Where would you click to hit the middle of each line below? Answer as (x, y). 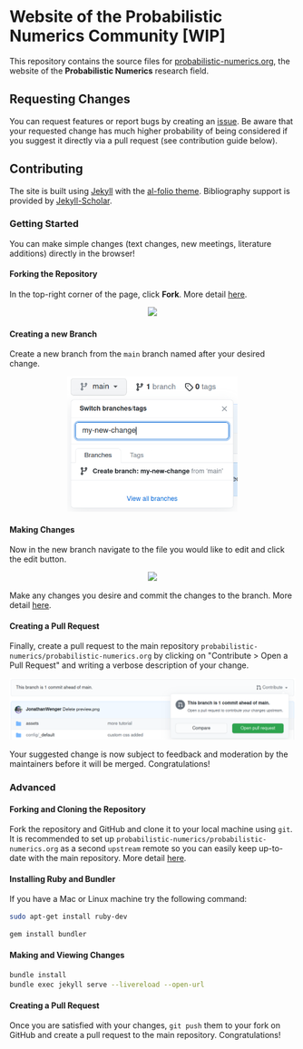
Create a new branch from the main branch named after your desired (137, 354)
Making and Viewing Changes (67, 955)
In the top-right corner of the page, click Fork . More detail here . (128, 294)
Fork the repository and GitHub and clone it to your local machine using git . (151, 829)
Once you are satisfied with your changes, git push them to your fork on (145, 1025)
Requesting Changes (70, 99)
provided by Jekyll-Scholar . (61, 201)
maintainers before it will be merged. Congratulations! (110, 764)
